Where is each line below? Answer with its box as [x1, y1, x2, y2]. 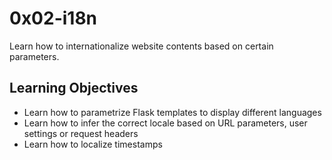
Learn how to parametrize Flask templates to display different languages [23, 106, 322, 118]
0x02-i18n [9, 7, 98, 30]
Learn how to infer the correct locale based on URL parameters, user [23, 117, 308, 129]
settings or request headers [23, 127, 139, 139]
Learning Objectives [9, 80, 139, 97]
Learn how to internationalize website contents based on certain [9, 40, 274, 52]
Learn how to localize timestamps [23, 138, 163, 150]
